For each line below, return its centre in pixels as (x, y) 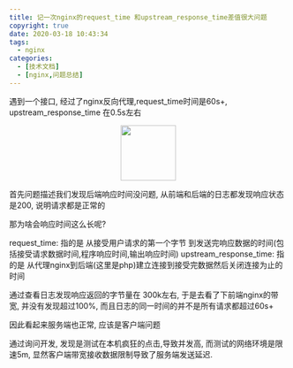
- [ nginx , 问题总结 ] (50, 75)
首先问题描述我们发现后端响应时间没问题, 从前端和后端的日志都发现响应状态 (146, 194)
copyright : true (39, 26)
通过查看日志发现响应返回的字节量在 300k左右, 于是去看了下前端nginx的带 (144, 295)
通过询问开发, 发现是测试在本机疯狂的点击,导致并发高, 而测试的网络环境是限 (146, 343)
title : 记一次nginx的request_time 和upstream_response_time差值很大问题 (138, 17)
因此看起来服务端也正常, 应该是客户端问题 (85, 325)
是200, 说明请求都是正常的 (57, 205)
